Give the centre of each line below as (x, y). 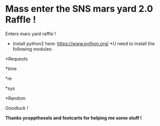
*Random (16, 98)
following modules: (33, 49)
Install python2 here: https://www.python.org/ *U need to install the (84, 43)
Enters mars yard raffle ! (31, 34)
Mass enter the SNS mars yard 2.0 (79, 9)
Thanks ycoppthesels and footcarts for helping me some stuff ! (74, 118)
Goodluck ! (17, 108)
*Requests (17, 58)
